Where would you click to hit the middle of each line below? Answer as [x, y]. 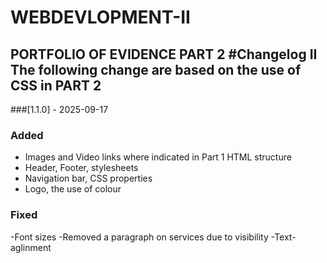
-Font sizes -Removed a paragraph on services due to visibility [139, 237]
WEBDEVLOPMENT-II [100, 17]
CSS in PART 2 [56, 85]
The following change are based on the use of [156, 69]
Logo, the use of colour [73, 189]
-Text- [283, 237]
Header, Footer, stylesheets [81, 168]
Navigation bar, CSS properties [88, 178]
